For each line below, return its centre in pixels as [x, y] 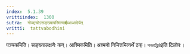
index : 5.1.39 [25, 12]
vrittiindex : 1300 [30, 17]
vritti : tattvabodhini [36, 28]
